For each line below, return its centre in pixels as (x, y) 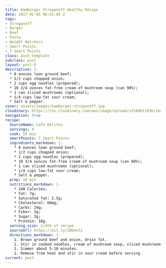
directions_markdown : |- (35, 235)
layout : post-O (21, 65)
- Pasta (13, 38)
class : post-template (27, 56)
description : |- (22, 70)
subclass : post (21, 60)
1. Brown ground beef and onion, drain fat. (61, 240)
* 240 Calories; (31, 189)
